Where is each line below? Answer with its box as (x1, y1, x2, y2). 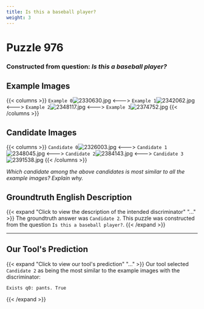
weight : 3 (6, 15, 32, 21)
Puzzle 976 (6, 41, 64, 55)
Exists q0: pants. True (6, 285, 67, 291)
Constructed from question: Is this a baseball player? (6, 62, 167, 70)
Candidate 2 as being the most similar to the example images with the (6, 267, 180, 274)
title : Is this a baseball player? (6, 8, 97, 15)
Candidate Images (6, 127, 77, 138)
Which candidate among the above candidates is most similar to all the (6, 168, 185, 176)
